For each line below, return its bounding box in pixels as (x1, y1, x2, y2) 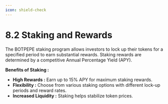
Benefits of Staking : (5, 66, 49, 73)
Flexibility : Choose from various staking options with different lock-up (12, 82, 160, 88)
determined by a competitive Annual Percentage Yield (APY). (5, 57, 133, 63)
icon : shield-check (5, 7, 47, 13)
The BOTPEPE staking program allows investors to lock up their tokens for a (5, 46, 163, 52)
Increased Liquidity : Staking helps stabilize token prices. (12, 92, 133, 99)
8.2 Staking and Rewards (5, 29, 113, 41)
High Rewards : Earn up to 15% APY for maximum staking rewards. (12, 77, 153, 83)
